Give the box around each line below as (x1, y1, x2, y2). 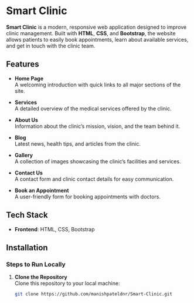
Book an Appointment (14, 187, 69, 194)
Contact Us (14, 169, 43, 176)
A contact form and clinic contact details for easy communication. (14, 175, 174, 183)
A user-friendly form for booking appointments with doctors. (14, 193, 161, 200)
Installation (6, 243, 48, 253)
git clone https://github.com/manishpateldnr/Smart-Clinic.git (14, 291, 173, 297)
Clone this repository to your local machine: (14, 280, 120, 287)
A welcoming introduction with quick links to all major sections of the (14, 81, 181, 88)
